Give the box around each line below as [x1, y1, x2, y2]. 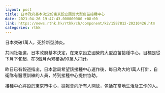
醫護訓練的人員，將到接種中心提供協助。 [18, 72, 100, 78]
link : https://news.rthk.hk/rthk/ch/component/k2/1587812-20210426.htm [5, 21, 155, 26]
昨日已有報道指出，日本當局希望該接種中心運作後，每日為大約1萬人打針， [5, 67, 154, 72]
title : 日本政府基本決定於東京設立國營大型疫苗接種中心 [5, 12, 105, 17]
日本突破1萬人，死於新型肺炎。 [5, 40, 67, 46]
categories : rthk [5, 25, 41, 30]
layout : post [5, 7, 32, 12]
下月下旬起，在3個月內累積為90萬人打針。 [5, 56, 91, 62]
